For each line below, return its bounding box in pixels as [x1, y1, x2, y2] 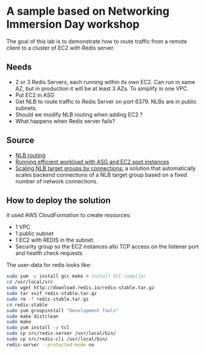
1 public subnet [15, 230, 54, 237]
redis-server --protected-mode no [6, 342, 95, 348]
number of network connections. [15, 177, 99, 185]
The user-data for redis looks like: [6, 261, 92, 269]
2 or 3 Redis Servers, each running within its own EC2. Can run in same [15, 78, 196, 85]
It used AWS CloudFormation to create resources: [6, 212, 132, 219]
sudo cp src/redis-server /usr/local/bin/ [6, 330, 116, 337]
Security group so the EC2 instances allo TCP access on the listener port [15, 243, 199, 250]
